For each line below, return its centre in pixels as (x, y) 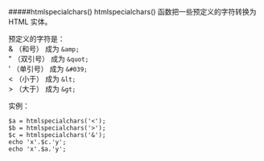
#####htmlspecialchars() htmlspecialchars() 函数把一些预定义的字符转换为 (132, 12)
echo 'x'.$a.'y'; (37, 149)
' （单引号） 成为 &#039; (48, 69)
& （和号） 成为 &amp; (44, 49)
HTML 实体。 (30, 22)
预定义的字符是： (37, 39)
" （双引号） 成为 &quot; (49, 59)
